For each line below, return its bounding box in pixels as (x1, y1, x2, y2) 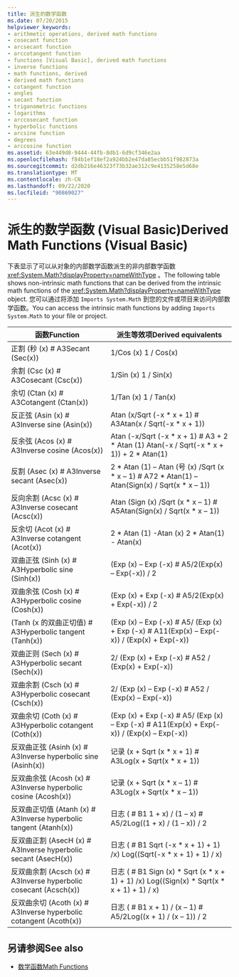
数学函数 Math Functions (17, 962, 89, 971)
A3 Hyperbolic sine (11, 565, 73, 575)
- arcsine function (7, 130, 65, 137)
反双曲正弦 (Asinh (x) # (11, 742, 88, 752)
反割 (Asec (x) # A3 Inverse (11, 467, 101, 477)
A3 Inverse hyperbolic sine (11, 751, 99, 761)
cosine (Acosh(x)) (11, 791, 72, 801)
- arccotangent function (7, 51, 81, 58)
